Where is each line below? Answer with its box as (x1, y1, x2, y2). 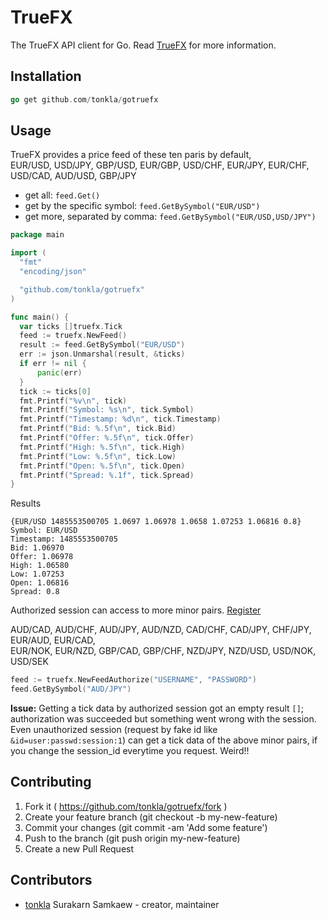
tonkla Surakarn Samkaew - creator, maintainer (24, 898, 220, 910)
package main (10, 230, 65, 240)
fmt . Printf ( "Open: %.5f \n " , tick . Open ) (19, 461, 186, 471)
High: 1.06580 (10, 561, 70, 571)
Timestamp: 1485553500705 (10, 534, 118, 545)
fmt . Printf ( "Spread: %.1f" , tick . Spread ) (19, 470, 195, 480)
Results (10, 497, 42, 510)
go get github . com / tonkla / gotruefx (10, 94, 159, 105)
